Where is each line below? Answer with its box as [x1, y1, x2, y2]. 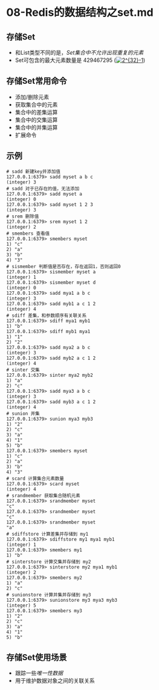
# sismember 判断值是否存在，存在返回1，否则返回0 [6, 263, 121, 269]
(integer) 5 [6, 602, 36, 609]
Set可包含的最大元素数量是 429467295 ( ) [15, 57, 146, 64]
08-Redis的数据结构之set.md [6, 5, 154, 19]
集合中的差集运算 [15, 108, 58, 116]
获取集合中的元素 [15, 101, 58, 108]
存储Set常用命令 [6, 76, 67, 86]
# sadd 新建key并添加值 [6, 168, 60, 174]
